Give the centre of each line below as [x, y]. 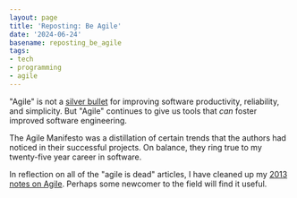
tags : [19, 51]
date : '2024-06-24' [46, 34]
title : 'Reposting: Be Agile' [66, 26]
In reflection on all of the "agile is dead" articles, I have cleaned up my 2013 [148, 174]
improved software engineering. [68, 120]
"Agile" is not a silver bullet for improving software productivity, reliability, [144, 101]
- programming [36, 68]
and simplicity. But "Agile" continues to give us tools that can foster [133, 111]
